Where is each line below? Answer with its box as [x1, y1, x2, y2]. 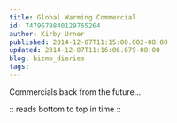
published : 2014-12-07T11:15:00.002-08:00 [9, 37, 168, 47]
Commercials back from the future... [9, 86, 142, 97]
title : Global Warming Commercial [9, 12, 137, 22]
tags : [9, 63, 29, 72]
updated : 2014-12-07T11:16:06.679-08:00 [9, 46, 161, 55]
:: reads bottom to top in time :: [9, 104, 121, 114]
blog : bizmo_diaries [9, 54, 86, 63]
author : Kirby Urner [9, 29, 86, 38]
